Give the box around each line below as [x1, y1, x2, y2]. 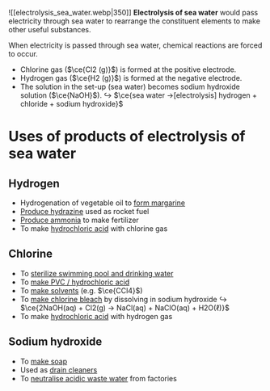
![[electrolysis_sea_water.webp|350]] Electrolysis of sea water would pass [8, 8, 259, 17]
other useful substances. [8, 25, 91, 34]
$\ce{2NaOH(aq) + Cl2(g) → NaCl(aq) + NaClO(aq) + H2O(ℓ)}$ [19, 303, 230, 313]
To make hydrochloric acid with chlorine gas [19, 224, 168, 233]
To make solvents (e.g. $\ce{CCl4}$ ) [19, 285, 143, 295]
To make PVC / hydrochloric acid [19, 277, 130, 287]
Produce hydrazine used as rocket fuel [19, 207, 150, 216]
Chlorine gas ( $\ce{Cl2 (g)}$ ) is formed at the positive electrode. [19, 65, 237, 74]
